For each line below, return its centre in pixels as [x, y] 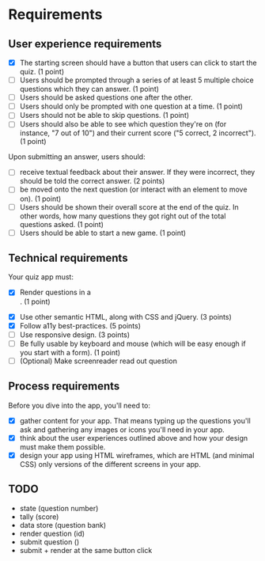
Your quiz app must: [41, 277]
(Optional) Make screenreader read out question [98, 361]
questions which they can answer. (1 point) [89, 89]
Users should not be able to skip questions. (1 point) [104, 116]
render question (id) [52, 533]
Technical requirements [68, 258]
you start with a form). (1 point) [70, 352]
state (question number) [59, 508]
